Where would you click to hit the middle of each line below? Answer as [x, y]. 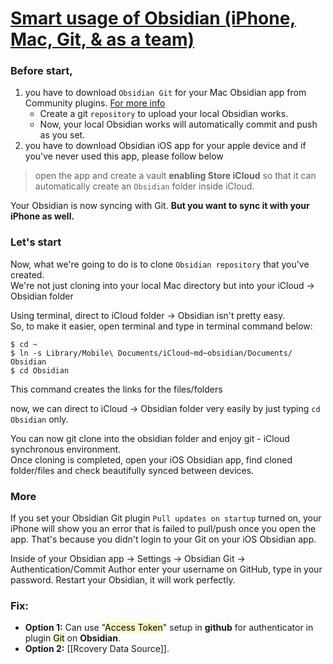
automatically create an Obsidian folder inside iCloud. [144, 186]
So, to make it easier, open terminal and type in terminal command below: [161, 326]
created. [27, 274]
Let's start [36, 242]
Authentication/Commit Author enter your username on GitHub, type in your [166, 569]
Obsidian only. [39, 419]
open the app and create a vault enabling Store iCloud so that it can [175, 176]
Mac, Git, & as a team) [102, 39]
